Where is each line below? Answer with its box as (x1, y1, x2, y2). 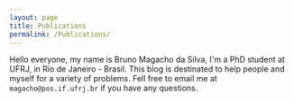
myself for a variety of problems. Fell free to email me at (9, 73, 218, 84)
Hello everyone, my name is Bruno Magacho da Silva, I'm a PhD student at (9, 55, 286, 65)
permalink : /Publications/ (9, 30, 111, 38)
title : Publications (9, 21, 87, 30)
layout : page (9, 13, 59, 22)
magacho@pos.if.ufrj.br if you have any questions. (9, 82, 198, 94)
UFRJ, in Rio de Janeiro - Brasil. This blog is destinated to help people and (9, 64, 286, 74)
